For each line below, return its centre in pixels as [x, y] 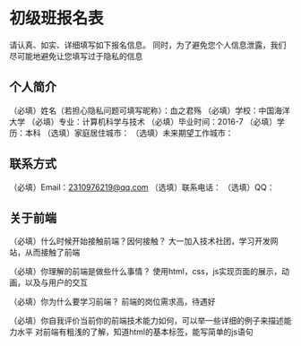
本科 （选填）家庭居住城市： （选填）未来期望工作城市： [129, 133]
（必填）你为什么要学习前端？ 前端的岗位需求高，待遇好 [112, 302]
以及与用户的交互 [56, 282]
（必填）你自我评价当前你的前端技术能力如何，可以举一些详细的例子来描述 [146, 321]
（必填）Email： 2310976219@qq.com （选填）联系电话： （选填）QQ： [142, 187]
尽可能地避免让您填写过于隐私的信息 [76, 56]
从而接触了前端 [52, 253]
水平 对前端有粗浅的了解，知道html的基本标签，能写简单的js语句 [135, 332]
